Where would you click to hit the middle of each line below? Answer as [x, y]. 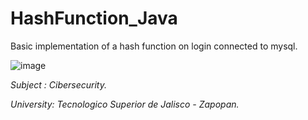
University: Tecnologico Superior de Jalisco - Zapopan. [125, 104]
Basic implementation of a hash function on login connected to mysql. [154, 46]
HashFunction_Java [94, 18]
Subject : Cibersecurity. [59, 84]
